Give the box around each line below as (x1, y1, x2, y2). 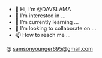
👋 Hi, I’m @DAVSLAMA (14, 6, 71, 13)
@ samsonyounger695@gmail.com (6, 45, 93, 52)
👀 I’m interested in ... (14, 12, 66, 19)
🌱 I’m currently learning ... (14, 19, 79, 25)
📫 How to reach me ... (14, 32, 71, 38)
